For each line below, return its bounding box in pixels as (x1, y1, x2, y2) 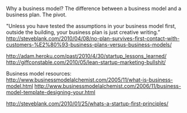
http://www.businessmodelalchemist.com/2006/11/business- (34, 83, 182, 90)
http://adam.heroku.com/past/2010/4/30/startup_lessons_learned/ (6, 53, 167, 59)
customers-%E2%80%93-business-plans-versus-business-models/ (6, 41, 172, 48)
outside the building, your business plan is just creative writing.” (6, 29, 160, 36)
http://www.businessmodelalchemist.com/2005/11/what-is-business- (6, 76, 174, 83)
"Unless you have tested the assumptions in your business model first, (6, 23, 176, 29)
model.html (6, 83, 33, 90)
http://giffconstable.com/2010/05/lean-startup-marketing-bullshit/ (6, 59, 166, 66)
